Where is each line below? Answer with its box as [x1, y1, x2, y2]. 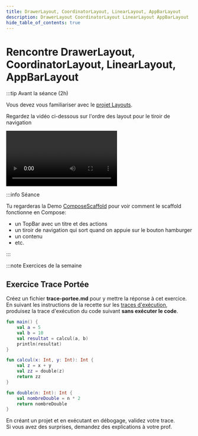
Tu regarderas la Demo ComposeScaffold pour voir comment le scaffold [6, 202, 181, 210]
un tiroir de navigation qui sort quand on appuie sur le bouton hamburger [14, 227, 192, 234]
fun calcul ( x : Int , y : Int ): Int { [6, 357, 94, 363]
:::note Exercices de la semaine [6, 262, 82, 269]
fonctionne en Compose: [6, 209, 67, 216]
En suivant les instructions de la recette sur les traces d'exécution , [6, 301, 168, 308]
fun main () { [6, 319, 38, 325]
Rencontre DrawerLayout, [6, 45, 135, 59]
